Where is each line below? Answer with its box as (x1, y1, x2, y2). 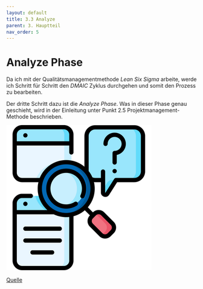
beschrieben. (30, 113, 63, 120)
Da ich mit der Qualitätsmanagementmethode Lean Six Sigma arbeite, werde (6, 76, 197, 83)
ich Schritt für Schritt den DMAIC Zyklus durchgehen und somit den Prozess (6, 82, 196, 89)
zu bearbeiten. (6, 88, 43, 96)
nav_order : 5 (6, 29, 39, 35)
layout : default (6, 10, 47, 16)
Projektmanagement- (127, 106, 180, 114)
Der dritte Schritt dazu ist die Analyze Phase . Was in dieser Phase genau (6, 100, 187, 108)
